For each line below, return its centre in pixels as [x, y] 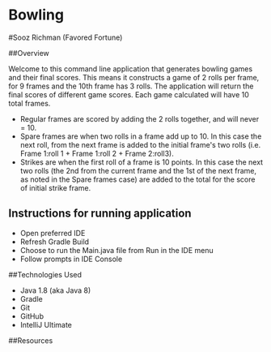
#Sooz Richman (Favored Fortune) [66, 37]
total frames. [30, 103]
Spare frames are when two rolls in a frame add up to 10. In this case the [141, 136]
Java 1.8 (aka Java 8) [55, 290]
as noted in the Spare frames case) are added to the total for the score [138, 179]
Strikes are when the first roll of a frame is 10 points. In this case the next [142, 162]
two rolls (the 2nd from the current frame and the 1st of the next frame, [138, 170]
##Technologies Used [45, 274]
